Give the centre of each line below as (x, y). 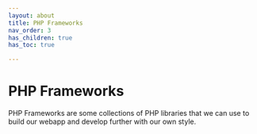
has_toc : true (32, 45)
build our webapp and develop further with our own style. (102, 122)
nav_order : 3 (30, 30)
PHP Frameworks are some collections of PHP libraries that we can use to (129, 113)
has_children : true (40, 38)
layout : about (32, 15)
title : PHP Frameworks (46, 23)
